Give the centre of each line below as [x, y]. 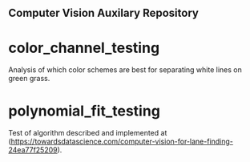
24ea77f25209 [33, 150]
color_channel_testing [84, 48]
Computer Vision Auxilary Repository [103, 13]
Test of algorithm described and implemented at [88, 133]
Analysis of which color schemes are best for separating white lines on [125, 70]
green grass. [29, 79]
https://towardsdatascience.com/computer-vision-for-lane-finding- [122, 142]
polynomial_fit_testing [84, 111]
